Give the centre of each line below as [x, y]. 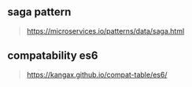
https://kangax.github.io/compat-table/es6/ [97, 74]
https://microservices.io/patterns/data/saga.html [105, 31]
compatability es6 [53, 56]
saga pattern [39, 12]
